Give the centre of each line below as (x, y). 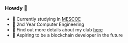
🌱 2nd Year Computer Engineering (48, 24)
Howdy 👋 (16, 8)
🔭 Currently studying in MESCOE (46, 19)
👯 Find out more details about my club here (57, 30)
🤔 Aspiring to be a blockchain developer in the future (68, 35)
